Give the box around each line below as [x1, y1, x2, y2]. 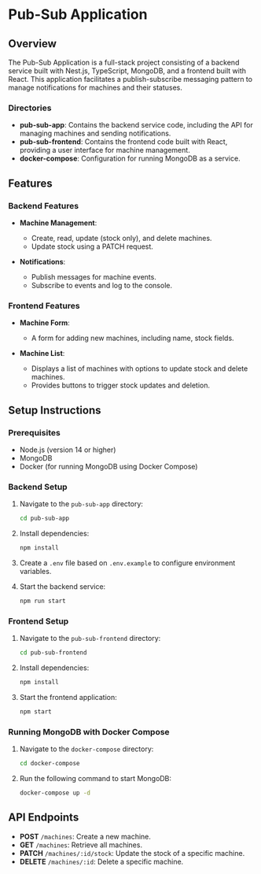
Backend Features [8, 200, 79, 211]
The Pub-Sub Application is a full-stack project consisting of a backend [8, 57, 240, 67]
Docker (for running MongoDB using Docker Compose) [19, 461, 198, 471]
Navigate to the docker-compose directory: [19, 744, 154, 754]
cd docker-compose [19, 760, 80, 768]
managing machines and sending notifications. [19, 128, 171, 139]
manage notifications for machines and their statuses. [8, 83, 183, 92]
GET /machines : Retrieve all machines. [19, 840, 143, 850]
